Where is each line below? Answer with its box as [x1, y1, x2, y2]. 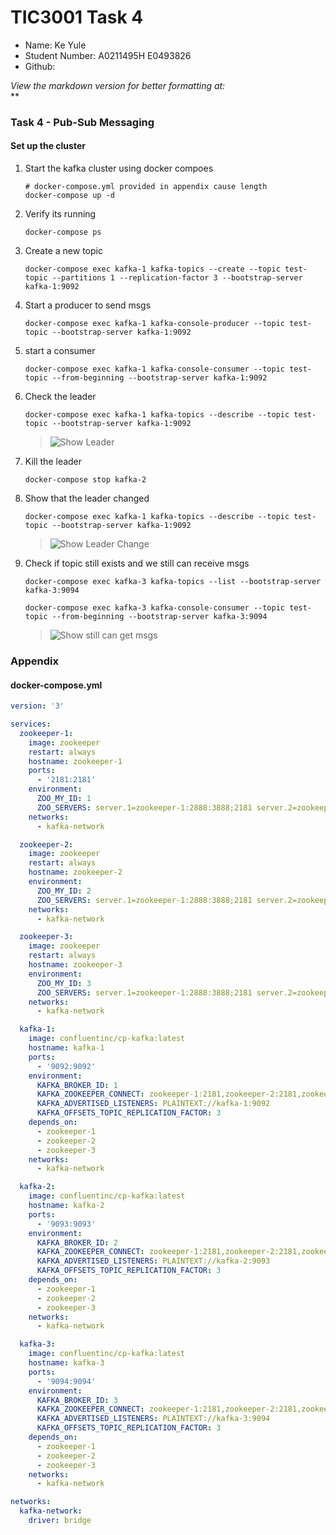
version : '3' [10, 701, 65, 711]
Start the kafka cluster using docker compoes [24, 162, 214, 175]
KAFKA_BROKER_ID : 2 [36, 1237, 118, 1248]
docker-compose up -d [24, 191, 115, 201]
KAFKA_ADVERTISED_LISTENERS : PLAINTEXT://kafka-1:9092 [36, 1099, 271, 1109]
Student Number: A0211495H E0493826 [24, 49, 192, 61]
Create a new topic [24, 245, 103, 257]
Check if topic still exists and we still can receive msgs [24, 557, 250, 570]
